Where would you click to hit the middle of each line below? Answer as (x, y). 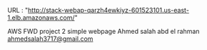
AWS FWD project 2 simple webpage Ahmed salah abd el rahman (103, 31)
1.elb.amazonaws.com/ (41, 18)
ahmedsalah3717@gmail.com (50, 39)
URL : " (18, 10)
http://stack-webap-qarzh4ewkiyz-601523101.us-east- (108, 10)
